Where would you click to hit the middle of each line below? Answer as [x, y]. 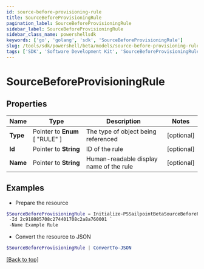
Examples [25, 188]
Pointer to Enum [56, 131]
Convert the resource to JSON [53, 237]
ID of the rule [104, 148]
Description [124, 121]
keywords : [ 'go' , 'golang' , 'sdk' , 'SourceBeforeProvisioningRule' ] [95, 40]
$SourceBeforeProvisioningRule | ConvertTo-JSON [69, 248]
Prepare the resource [42, 203]
